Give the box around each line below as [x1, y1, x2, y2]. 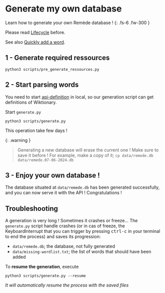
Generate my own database [5, 3, 122, 15]
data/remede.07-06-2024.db [17, 158, 74, 163]
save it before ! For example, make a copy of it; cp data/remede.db [17, 152, 153, 158]
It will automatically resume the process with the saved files [5, 282, 129, 288]
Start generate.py [5, 109, 41, 115]
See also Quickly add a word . [5, 39, 65, 45]
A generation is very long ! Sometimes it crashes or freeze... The [5, 218, 138, 224]
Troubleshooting [5, 204, 58, 213]
